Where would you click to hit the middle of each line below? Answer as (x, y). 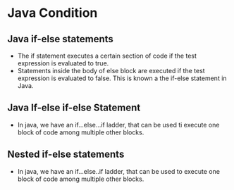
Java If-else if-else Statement (74, 108)
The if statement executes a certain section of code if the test (107, 56)
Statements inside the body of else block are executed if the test (111, 71)
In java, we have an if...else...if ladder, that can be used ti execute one (118, 125)
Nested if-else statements (66, 154)
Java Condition (53, 13)
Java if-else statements (61, 39)
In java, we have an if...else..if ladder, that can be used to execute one (119, 171)
